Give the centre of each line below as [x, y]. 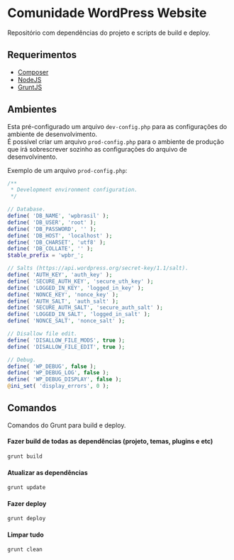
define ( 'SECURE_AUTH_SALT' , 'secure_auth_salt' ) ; [85, 308]
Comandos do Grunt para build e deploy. [67, 425]
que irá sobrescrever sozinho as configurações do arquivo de [97, 149]
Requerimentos [42, 55]
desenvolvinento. [33, 157]
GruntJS [30, 87]
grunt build [25, 457]
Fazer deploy [27, 503]
